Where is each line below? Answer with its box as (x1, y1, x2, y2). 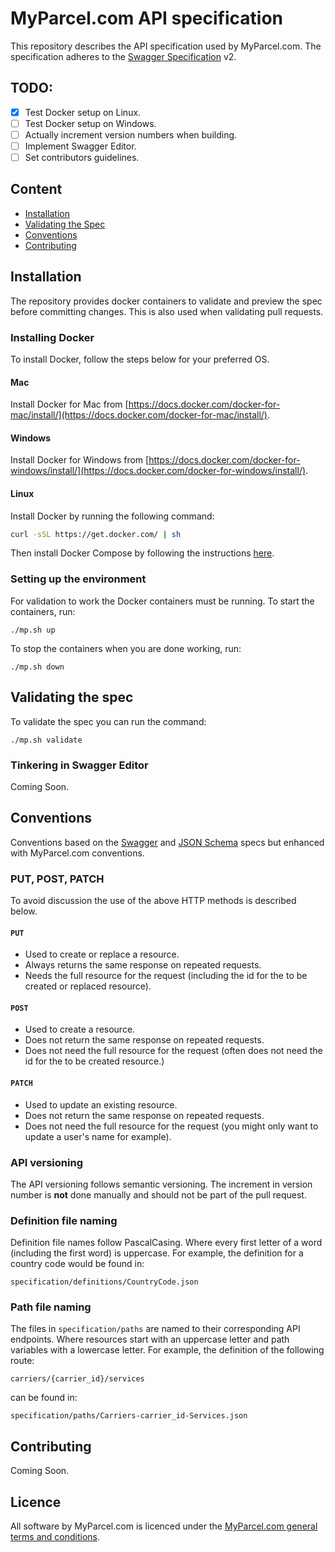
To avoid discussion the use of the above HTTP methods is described (10, 894, 297, 906)
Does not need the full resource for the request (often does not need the (24, 1045, 323, 1057)
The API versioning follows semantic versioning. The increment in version (10, 1178, 313, 1190)
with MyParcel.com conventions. (10, 847, 145, 859)
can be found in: (10, 1392, 78, 1404)
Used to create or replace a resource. (24, 948, 180, 961)
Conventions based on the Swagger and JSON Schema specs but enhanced (10, 836, 325, 848)
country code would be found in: (10, 1258, 145, 1270)
